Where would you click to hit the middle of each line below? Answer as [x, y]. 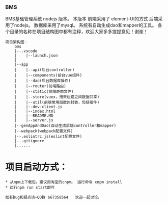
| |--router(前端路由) [40, 86]
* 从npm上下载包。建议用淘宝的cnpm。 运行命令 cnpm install [64, 182]
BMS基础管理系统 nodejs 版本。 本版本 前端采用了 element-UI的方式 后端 [82, 19]
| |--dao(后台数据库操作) [43, 81]
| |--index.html [35, 111]
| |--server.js [34, 120]
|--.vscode [26, 51]
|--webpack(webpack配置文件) [44, 131]
